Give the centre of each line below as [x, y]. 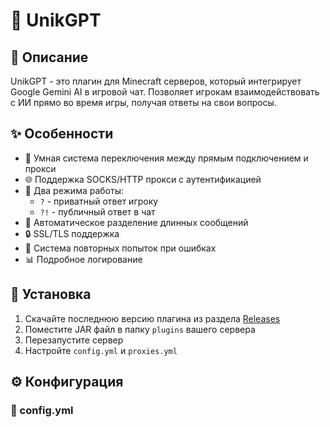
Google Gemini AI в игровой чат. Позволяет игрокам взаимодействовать [165, 92]
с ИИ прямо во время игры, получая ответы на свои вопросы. [143, 102]
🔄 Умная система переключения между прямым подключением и [166, 158]
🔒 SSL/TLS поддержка [72, 233]
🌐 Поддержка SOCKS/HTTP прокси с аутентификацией [143, 179]
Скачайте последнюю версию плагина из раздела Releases [152, 318]
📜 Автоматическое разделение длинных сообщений [136, 222]
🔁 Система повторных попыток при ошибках [120, 248]
